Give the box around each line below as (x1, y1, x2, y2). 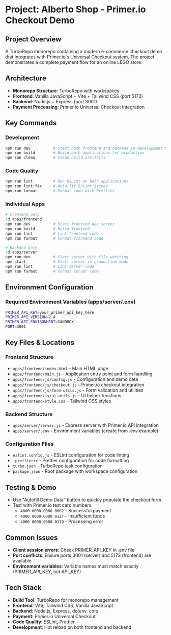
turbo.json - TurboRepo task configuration (12, 463, 103, 469)
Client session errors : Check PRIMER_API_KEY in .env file (12, 547, 135, 553)
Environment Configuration (5, 283, 94, 292)
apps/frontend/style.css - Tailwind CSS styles (12, 398, 111, 404)
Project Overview (5, 35, 62, 43)
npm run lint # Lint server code (5, 264, 95, 269)
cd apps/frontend (5, 217, 42, 222)
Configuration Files (5, 440, 54, 447)
